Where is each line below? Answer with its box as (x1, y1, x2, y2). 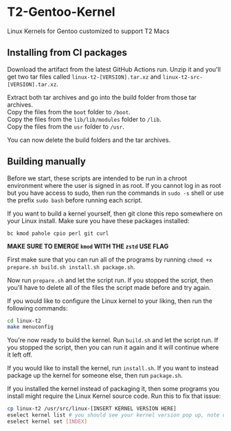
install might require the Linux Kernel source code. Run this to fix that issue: (7, 392, 221, 400)
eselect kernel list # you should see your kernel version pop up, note (7, 412, 220, 419)
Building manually (7, 156, 86, 167)
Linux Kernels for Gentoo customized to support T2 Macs (7, 27, 170, 35)
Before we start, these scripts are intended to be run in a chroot (7, 174, 187, 182)
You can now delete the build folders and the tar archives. (7, 136, 170, 144)
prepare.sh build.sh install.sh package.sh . (7, 262, 135, 271)
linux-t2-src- (162, 74, 203, 81)
